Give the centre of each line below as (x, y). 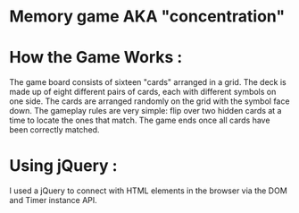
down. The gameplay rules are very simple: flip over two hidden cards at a (145, 111)
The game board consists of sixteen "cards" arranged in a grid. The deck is (148, 82)
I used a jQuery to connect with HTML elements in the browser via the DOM (148, 191)
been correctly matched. (54, 130)
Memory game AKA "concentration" (147, 17)
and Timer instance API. (54, 200)
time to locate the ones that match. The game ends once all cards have (140, 120)
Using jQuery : (63, 166)
